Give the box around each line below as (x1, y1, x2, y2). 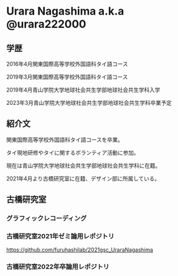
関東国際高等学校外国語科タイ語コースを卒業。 (6, 136, 123, 143)
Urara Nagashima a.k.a (6, 4, 125, 18)
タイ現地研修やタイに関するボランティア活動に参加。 (6, 149, 140, 156)
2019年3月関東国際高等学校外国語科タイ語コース (6, 73, 128, 80)
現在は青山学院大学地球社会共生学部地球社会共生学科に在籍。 (6, 161, 161, 169)
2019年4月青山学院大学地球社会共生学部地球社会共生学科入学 (6, 87, 160, 93)
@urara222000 (6, 17, 86, 31)
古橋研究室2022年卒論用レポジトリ (6, 263, 109, 271)
